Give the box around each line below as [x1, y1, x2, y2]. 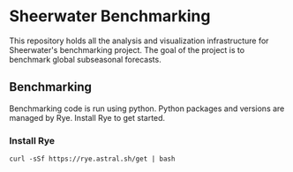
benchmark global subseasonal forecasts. [9, 54, 162, 64]
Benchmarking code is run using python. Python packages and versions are [9, 103, 285, 114]
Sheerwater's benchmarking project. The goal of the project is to [9, 44, 245, 55]
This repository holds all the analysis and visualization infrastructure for [9, 35, 269, 46]
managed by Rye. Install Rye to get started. [9, 112, 166, 123]
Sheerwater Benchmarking [9, 6, 211, 26]
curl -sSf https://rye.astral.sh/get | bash [9, 154, 176, 164]
